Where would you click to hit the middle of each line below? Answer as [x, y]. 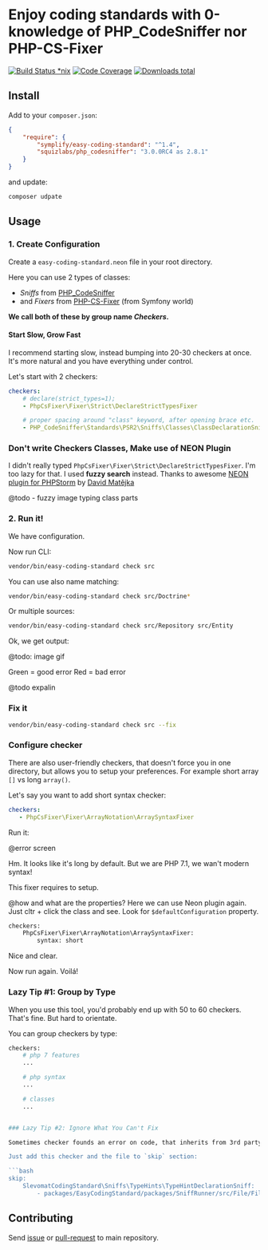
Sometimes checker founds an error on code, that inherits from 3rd [124, 1142]
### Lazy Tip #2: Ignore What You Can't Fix [83, 1128]
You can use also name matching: [64, 581]
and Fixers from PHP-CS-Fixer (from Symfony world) [106, 301]
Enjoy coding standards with [105, 15]
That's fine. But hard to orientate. [63, 1018]
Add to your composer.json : [53, 115]
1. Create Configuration [54, 244]
